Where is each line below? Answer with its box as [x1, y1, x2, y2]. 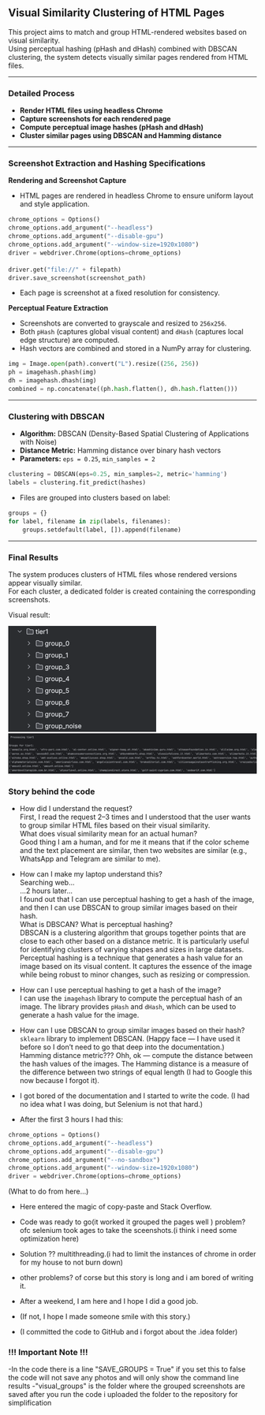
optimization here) [19, 1234, 80, 1244]
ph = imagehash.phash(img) [8, 368, 97, 377]
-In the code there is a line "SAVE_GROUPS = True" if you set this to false [8, 1365, 246, 1374]
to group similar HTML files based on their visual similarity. [19, 820, 211, 830]
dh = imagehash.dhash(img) [8, 377, 97, 385]
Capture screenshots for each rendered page [19, 114, 171, 124]
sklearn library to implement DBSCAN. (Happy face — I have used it [19, 1033, 241, 1043]
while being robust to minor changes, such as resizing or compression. [19, 970, 251, 979]
